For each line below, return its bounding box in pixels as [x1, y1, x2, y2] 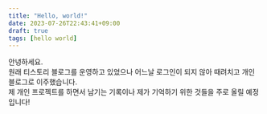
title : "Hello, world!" [8, 11, 88, 20]
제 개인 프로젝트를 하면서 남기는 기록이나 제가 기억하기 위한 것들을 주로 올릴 [8, 88, 244, 97]
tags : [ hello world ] [8, 34, 78, 43]
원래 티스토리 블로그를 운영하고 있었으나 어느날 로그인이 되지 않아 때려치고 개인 [8, 67, 256, 77]
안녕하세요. [8, 57, 43, 67]
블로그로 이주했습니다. [8, 77, 78, 87]
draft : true [8, 26, 48, 35]
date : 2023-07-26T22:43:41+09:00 [8, 19, 121, 27]
